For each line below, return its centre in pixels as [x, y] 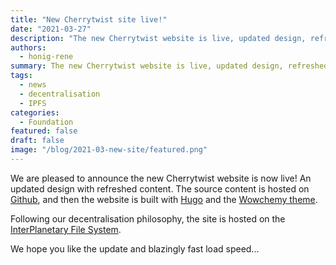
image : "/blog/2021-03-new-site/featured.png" [109, 150]
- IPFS [33, 103]
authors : [28, 47]
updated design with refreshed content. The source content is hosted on [160, 188]
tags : [21, 76]
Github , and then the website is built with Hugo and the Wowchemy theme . [164, 199]
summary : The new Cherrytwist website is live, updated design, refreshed [169, 66]
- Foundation [46, 122]
